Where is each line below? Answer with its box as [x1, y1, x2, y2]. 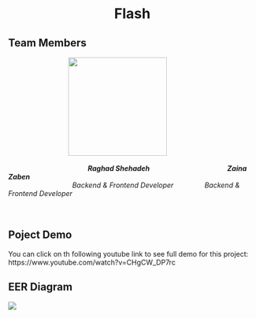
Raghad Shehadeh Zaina [87, 164, 247, 173]
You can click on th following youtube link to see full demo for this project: [8, 249, 249, 258]
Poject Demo [8, 228, 72, 242]
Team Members [8, 36, 87, 50]
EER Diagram [8, 280, 73, 294]
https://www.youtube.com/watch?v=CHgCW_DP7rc [8, 257, 176, 267]
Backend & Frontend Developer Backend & [72, 180, 240, 190]
